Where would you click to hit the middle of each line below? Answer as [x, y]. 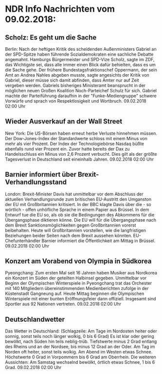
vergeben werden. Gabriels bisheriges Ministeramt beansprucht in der [75, 85]
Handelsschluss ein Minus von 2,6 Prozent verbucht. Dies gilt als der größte [81, 154]
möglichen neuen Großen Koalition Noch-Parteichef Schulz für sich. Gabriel [81, 91]
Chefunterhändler [23, 241]
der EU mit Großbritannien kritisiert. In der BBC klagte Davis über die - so [78, 204]
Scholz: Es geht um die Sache [51, 37]
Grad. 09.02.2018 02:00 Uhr [33, 368]
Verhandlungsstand [36, 182]
